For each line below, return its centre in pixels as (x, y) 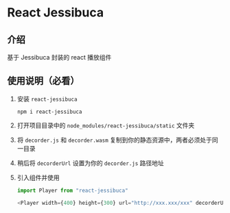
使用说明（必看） (43, 81)
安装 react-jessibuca (47, 99)
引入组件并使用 (38, 177)
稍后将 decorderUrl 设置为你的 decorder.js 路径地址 (91, 163)
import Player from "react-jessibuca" (72, 190)
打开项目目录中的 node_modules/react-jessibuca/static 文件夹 (106, 125)
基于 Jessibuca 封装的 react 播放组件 (59, 57)
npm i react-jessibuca (49, 112)
